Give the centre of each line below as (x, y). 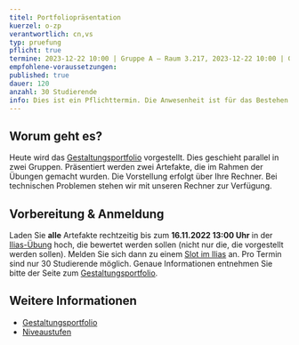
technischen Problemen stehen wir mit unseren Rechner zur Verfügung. (141, 186)
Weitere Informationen (73, 301)
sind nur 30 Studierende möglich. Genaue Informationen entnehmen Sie (141, 264)
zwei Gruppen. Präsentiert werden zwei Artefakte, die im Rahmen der (136, 167)
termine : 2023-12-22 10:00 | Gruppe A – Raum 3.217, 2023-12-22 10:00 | (147, 59)
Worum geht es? (56, 136)
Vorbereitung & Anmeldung (87, 214)
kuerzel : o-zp (36, 26)
